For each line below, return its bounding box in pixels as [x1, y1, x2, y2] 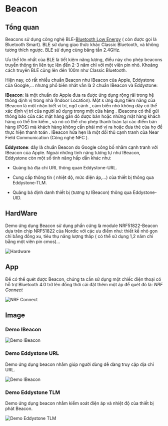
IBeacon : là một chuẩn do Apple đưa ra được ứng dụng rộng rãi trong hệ [5, 92, 154, 98]
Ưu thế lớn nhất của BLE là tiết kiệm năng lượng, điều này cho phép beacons [5, 57, 162, 63]
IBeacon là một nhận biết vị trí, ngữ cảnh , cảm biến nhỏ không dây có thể [5, 103, 157, 108]
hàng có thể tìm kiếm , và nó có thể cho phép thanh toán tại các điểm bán [5, 119, 157, 124]
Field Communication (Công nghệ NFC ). [5, 135, 89, 140]
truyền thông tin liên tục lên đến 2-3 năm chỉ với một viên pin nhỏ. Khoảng [5, 62, 158, 68]
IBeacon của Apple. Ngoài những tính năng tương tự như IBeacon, [5, 150, 141, 155]
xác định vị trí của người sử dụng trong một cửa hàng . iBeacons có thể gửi [5, 108, 159, 114]
